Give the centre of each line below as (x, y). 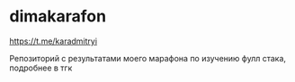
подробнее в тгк (41, 68)
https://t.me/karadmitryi (53, 41)
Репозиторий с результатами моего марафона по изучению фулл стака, (147, 58)
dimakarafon (58, 16)
